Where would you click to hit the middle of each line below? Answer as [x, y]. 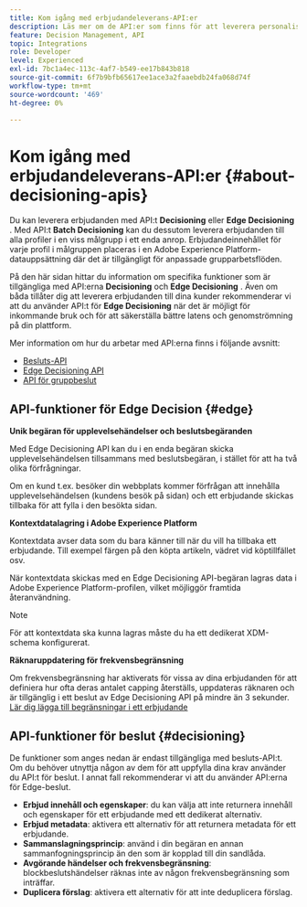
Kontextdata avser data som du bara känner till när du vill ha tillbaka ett [143, 541]
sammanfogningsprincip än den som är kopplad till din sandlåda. [144, 853]
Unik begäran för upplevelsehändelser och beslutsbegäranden [131, 432]
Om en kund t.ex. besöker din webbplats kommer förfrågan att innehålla [145, 486]
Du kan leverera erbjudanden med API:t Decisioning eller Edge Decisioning [152, 220]
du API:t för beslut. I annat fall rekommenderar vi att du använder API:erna [148, 777]
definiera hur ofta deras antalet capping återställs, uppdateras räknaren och [152, 688]
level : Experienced [47, 60]
